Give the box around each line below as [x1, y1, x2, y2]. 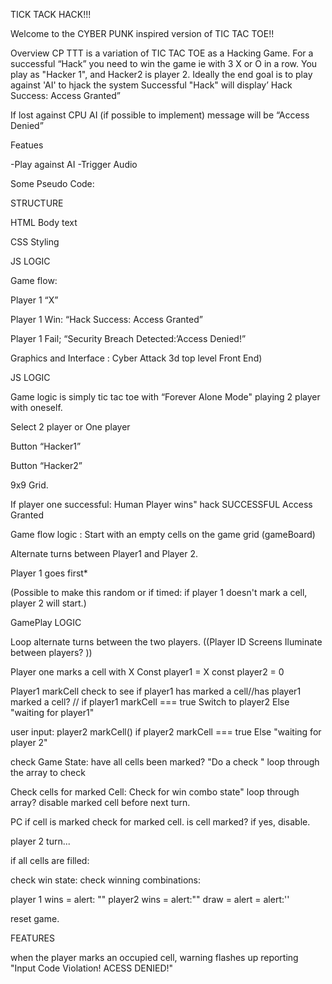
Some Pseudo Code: [10, 178, 95, 189]
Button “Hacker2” [10, 460, 83, 471]
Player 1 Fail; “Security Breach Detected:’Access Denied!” [10, 333, 247, 344]
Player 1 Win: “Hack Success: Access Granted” [10, 314, 203, 325]
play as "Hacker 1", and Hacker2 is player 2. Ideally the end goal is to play [10, 69, 313, 80]
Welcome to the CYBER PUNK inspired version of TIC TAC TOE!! [10, 28, 275, 39]
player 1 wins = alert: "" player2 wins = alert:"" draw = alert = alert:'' [10, 894, 290, 905]
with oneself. [10, 402, 63, 413]
